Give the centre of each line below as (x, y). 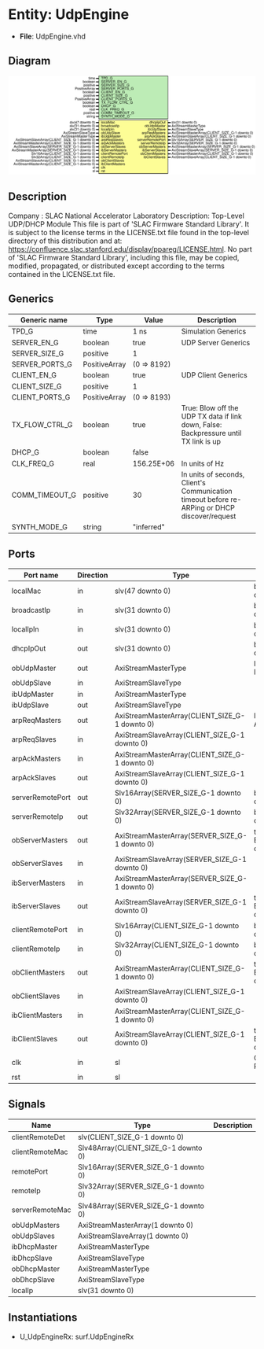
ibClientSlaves (35, 1038)
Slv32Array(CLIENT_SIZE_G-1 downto (177, 945)
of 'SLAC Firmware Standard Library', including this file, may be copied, (124, 257)
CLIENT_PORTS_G (41, 397)
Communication (207, 491)
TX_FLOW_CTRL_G (42, 425)
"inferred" (148, 527)
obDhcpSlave (33, 1280)
